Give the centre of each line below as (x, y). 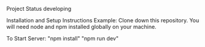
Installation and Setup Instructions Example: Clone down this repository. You (103, 20)
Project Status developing (39, 9)
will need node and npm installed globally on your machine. (81, 27)
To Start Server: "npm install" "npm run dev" (62, 38)
